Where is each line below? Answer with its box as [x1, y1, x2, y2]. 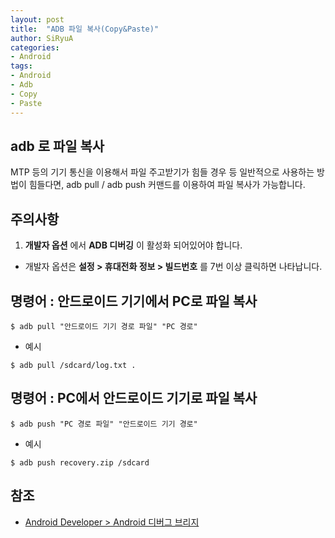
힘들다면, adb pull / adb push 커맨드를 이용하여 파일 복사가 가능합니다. [28, 179, 306, 191]
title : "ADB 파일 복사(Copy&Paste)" [10, 24, 160, 34]
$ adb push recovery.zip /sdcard [10, 457, 150, 468]
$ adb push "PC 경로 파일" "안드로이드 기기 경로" [10, 419, 198, 429]
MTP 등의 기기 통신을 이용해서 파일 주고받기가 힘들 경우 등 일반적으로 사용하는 [10, 166, 315, 178]
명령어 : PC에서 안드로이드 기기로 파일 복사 [10, 390, 258, 407]
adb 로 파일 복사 [10, 137, 105, 155]
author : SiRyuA [10, 33, 74, 43]
